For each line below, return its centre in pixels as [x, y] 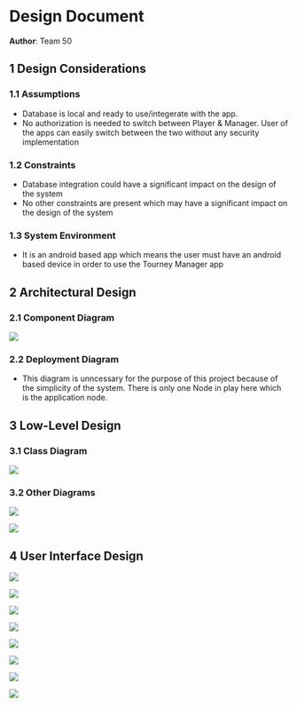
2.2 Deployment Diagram [64, 359]
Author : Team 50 [41, 41]
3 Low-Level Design [65, 425]
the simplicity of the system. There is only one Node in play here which [152, 388]
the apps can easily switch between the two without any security [141, 132]
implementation [51, 142]
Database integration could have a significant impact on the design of [149, 184]
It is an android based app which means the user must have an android [152, 255]
